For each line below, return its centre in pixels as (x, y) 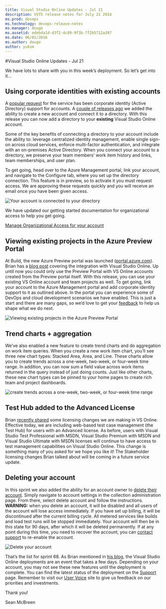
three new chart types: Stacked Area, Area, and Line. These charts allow (79, 356)
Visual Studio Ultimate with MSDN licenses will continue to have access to (81, 441)
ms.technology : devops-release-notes (44, 24)
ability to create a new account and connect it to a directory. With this (76, 114)
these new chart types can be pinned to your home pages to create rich (79, 377)
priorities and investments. (32, 583)
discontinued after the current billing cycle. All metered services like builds (81, 516)
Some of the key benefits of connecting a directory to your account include (82, 134)
